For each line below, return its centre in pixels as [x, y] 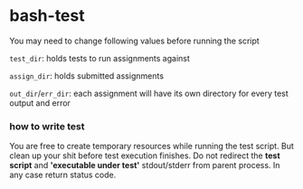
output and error [40, 103]
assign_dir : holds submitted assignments [87, 76]
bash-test [47, 16]
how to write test [47, 126]
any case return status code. [63, 175]
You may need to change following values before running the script [134, 41]
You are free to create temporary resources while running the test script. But [151, 146]
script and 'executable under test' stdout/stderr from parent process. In [145, 165]
